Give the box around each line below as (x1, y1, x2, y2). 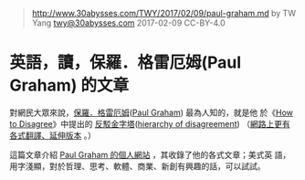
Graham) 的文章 (9, 75, 130, 96)
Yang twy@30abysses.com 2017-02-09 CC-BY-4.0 (31, 17, 226, 28)
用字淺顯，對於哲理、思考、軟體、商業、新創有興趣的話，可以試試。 (9, 160, 266, 172)
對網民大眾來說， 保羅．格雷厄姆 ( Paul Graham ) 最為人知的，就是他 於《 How (9, 107, 294, 118)
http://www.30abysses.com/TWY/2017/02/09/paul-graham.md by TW (31, 8, 297, 18)
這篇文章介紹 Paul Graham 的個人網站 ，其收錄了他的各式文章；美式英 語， (9, 149, 291, 160)
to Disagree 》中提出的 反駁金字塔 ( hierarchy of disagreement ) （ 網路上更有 (9, 118, 290, 129)
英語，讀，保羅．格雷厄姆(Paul (9, 52, 242, 73)
